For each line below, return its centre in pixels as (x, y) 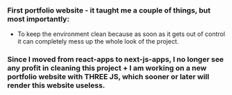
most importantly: (38, 19)
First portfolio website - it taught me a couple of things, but (109, 10)
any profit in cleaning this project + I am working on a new (107, 68)
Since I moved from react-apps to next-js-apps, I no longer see (116, 60)
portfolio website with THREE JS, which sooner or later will (108, 77)
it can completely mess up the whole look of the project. (98, 42)
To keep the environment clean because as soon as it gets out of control (121, 34)
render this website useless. (56, 85)
